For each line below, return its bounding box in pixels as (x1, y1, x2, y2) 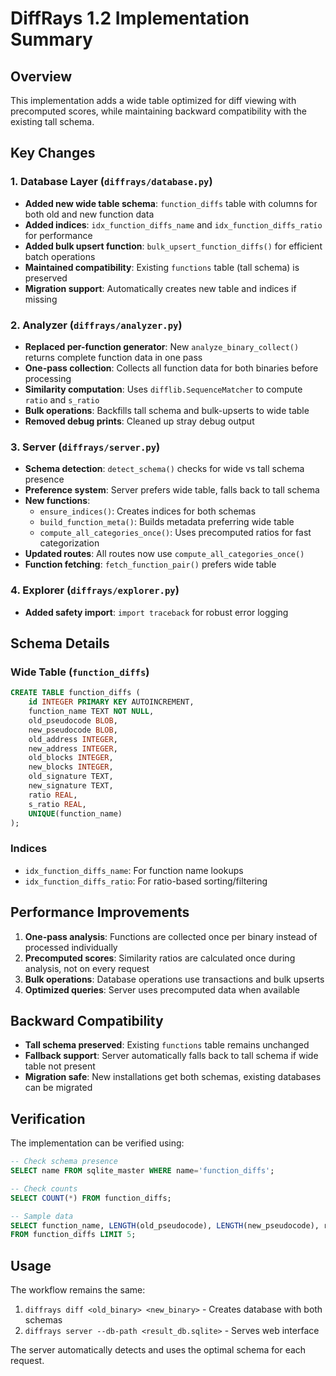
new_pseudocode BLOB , (28, 725, 118, 735)
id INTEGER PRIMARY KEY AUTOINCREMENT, (28, 697, 195, 707)
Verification (10, 1110, 86, 1127)
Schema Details (10, 635, 110, 652)
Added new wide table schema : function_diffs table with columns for (24, 197, 318, 209)
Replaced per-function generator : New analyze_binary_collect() (24, 340, 300, 352)
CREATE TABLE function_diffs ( (10, 688, 141, 698)
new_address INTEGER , (28, 743, 118, 754)
